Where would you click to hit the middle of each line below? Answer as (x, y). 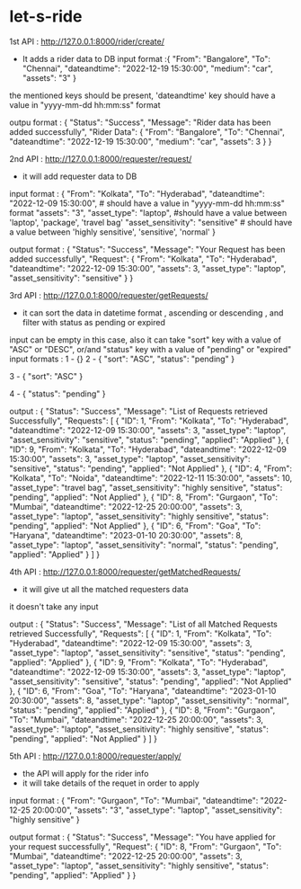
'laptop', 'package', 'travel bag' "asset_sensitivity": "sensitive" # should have (151, 222)
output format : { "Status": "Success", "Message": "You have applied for (142, 837)
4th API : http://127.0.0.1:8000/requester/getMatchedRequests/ (125, 572)
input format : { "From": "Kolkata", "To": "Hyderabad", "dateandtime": (137, 193)
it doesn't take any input (54, 606)
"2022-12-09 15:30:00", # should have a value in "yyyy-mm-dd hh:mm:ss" (147, 203)
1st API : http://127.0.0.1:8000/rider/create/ (87, 41)
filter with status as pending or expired (94, 322)
